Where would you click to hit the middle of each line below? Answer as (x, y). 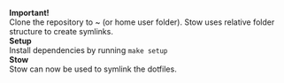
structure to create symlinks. (61, 31)
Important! (29, 13)
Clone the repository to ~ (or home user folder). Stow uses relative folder (142, 22)
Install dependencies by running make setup (88, 50)
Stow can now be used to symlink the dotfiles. (93, 69)
